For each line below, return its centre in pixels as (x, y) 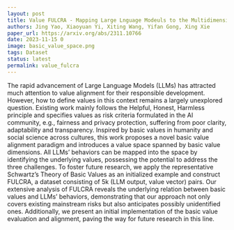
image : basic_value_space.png (51, 46)
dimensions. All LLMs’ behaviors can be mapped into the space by (102, 152)
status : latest (29, 59)
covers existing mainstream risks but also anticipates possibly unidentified (114, 204)
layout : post (26, 14)
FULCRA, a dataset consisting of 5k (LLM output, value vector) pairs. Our (112, 181)
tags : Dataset (28, 53)
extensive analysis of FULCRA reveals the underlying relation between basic (117, 189)
